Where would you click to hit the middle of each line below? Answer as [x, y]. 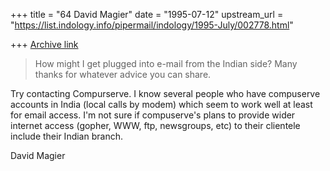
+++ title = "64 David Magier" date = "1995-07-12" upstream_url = [147, 14]
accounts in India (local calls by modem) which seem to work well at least [161, 104]
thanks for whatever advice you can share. [123, 74]
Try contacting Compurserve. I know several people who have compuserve [165, 93]
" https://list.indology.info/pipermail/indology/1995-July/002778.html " [152, 25]
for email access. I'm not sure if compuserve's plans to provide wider [153, 115]
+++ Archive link [44, 44]
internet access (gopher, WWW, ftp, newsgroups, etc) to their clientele [155, 125]
